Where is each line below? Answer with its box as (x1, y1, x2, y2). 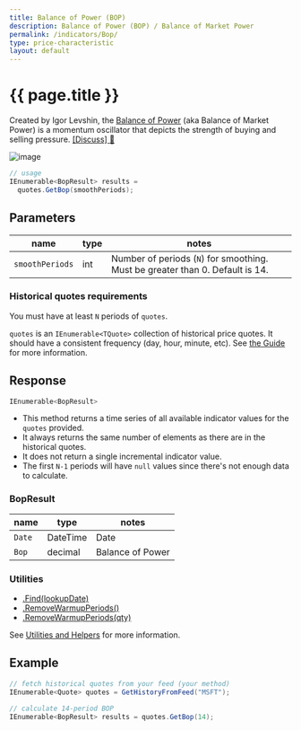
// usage (9, 169, 42, 178)
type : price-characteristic (9, 38, 115, 48)
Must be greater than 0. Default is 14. (110, 263, 269, 276)
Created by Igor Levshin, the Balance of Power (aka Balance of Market (9, 115, 269, 126)
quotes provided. (21, 423, 85, 434)
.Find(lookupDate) (21, 594, 90, 604)
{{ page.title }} (9, 85, 120, 106)
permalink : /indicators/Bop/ (9, 30, 118, 39)
